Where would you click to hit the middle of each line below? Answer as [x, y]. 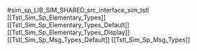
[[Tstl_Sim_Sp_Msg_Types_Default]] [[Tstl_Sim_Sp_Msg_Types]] [99, 40]
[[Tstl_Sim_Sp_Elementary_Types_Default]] [68, 25]
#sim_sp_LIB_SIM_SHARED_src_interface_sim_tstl [78, 10]
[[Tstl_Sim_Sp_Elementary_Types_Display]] [69, 32]
